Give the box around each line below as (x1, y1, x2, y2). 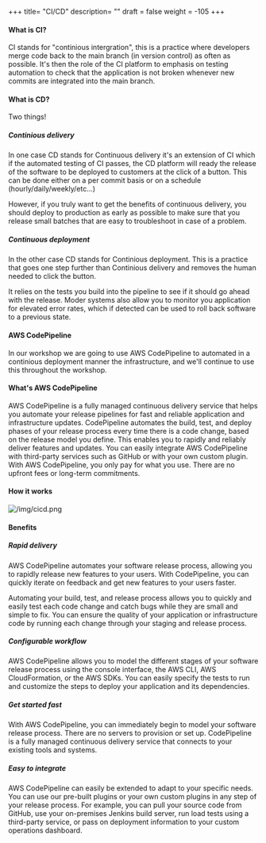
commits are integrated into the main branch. (8, 76, 156, 86)
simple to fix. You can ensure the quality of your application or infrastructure (8, 609, 258, 619)
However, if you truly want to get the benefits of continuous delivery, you (8, 199, 247, 209)
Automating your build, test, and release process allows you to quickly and (8, 593, 253, 602)
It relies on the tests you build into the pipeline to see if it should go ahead (8, 287, 250, 296)
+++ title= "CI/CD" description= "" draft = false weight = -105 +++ (8, 7, 225, 16)
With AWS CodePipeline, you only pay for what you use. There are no (8, 460, 236, 470)
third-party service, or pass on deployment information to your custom (8, 818, 240, 827)
